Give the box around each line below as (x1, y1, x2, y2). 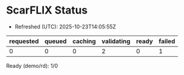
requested (9, 37, 39, 45)
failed (158, 37, 175, 45)
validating (101, 37, 131, 45)
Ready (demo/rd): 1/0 (6, 62, 58, 69)
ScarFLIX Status (6, 4, 88, 17)
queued (44, 37, 67, 45)
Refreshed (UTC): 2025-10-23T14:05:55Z (14, 23, 116, 30)
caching (72, 37, 96, 45)
